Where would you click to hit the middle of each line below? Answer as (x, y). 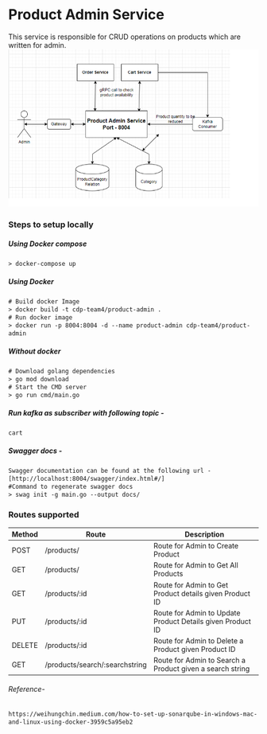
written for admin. (37, 45)
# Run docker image (41, 318)
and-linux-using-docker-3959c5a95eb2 (71, 722)
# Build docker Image (44, 302)
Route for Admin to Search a (200, 660)
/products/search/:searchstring (96, 664)
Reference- (27, 689)
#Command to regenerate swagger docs (71, 487)
